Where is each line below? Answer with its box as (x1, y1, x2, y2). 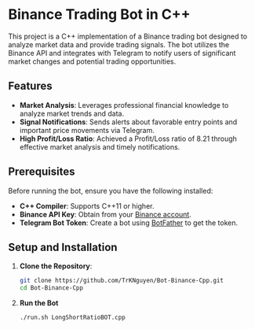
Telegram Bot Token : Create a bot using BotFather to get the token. (19, 218, 239, 227)
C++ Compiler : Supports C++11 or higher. (19, 201, 155, 210)
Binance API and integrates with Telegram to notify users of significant (8, 48, 236, 57)
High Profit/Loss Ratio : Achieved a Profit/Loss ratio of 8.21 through (19, 134, 238, 143)
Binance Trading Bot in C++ (8, 6, 191, 24)
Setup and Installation (8, 240, 118, 253)
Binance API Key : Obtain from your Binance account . (19, 209, 192, 219)
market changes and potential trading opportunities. (8, 57, 177, 66)
